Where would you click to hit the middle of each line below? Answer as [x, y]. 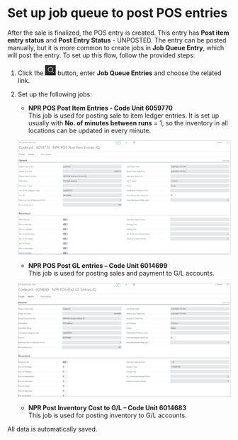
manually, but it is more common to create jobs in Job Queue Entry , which [116, 47]
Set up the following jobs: [55, 94]
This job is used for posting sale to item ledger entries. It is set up [124, 115]
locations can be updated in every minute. [89, 130]
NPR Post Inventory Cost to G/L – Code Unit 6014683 [107, 408]
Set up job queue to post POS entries [118, 13]
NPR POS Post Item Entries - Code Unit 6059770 [101, 108]
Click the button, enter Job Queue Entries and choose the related [119, 73]
